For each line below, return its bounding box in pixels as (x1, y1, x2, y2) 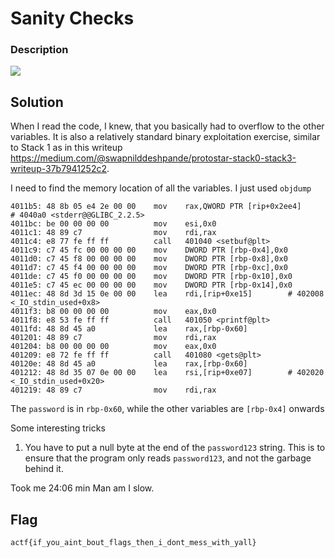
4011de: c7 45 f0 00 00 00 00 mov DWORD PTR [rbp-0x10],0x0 (10, 272, 293, 282)
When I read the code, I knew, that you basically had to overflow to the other (10, 120, 325, 132)
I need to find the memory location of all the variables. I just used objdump (10, 182, 312, 194)
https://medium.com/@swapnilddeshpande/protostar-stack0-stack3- (10, 152, 297, 164)
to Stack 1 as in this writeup (10, 142, 123, 154)
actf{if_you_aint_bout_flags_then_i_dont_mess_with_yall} (10, 538, 257, 548)
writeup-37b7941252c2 (10, 163, 107, 175)
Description (10, 43, 69, 57)
